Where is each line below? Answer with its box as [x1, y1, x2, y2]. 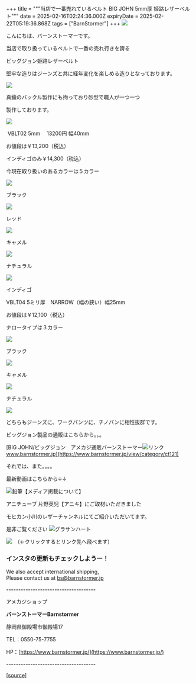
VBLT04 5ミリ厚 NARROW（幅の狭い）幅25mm [6, 298, 126, 306]
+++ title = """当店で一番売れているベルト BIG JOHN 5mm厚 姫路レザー [6, 5, 180, 12]
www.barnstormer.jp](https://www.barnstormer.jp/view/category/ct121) [6, 451, 179, 457]
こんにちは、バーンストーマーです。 [6, 32, 93, 39]
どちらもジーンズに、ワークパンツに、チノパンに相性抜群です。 [6, 419, 161, 425]
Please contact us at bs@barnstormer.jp [6, 574, 104, 582]
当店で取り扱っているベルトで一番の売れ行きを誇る [6, 45, 130, 52]
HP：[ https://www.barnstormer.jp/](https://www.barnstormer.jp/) [6, 648, 164, 656]
